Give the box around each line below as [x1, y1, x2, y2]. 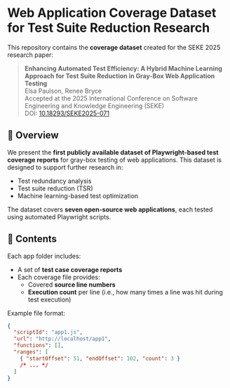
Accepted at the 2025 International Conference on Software [24, 93, 198, 103]
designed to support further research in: [7, 163, 123, 172]
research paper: [7, 51, 54, 59]
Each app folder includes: [7, 252, 81, 260]
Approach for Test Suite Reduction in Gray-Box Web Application [24, 72, 215, 80]
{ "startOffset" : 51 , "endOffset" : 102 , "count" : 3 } [20, 355, 180, 362]
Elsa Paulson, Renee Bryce [24, 86, 102, 95]
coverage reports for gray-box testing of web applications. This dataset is [7, 155, 222, 164]
